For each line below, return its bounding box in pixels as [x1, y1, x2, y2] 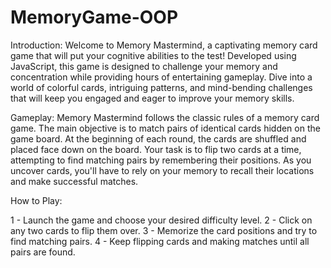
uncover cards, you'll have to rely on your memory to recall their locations [10, 164, 315, 176]
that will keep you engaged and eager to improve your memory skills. [10, 92, 295, 104]
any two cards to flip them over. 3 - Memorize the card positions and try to [10, 224, 318, 236]
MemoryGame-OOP [10, 6, 179, 29]
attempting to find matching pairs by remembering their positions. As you [10, 154, 312, 166]
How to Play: [10, 194, 63, 206]
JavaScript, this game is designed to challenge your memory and [10, 60, 278, 72]
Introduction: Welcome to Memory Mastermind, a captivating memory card [10, 39, 318, 51]
